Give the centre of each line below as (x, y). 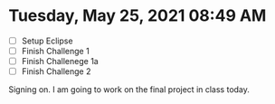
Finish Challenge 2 (56, 71)
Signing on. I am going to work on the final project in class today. (129, 90)
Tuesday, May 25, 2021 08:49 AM (137, 16)
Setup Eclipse (47, 41)
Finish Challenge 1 (55, 51)
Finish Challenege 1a (60, 61)
